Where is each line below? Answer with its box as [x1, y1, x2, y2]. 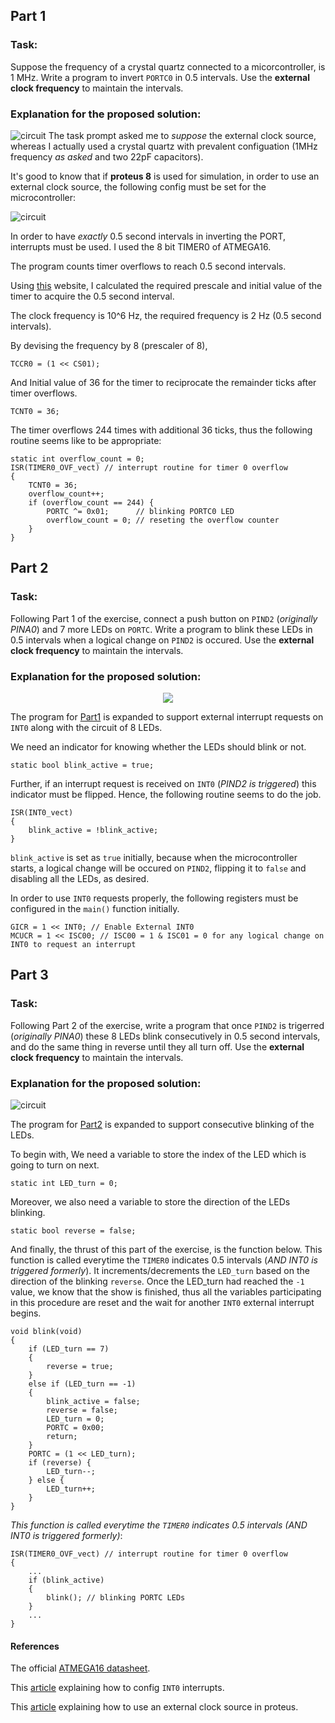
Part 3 [10, 967, 49, 984]
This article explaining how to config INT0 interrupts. [10, 1682, 225, 1694]
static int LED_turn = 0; [10, 1178, 118, 1188]
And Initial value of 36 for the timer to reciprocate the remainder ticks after [10, 376, 317, 388]
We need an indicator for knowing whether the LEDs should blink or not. [10, 740, 307, 753]
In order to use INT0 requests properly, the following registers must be [10, 892, 299, 904]
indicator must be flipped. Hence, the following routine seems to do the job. [10, 788, 322, 800]
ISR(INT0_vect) [10, 807, 74, 818]
